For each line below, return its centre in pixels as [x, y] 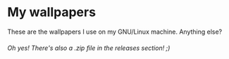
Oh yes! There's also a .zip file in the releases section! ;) [89, 48]
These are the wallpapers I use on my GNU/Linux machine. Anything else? [115, 32]
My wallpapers [52, 12]
